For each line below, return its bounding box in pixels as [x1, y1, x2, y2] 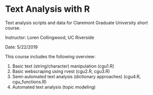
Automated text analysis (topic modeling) [12, 84, 96, 90]
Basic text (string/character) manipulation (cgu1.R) [12, 63, 115, 69]
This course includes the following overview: [5, 53, 96, 60]
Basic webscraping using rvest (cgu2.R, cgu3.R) [12, 68, 110, 74]
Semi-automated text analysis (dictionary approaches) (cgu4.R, [12, 73, 141, 79]
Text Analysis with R [5, 3, 90, 15]
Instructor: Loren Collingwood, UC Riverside [5, 34, 94, 40]
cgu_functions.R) [12, 79, 47, 85]
